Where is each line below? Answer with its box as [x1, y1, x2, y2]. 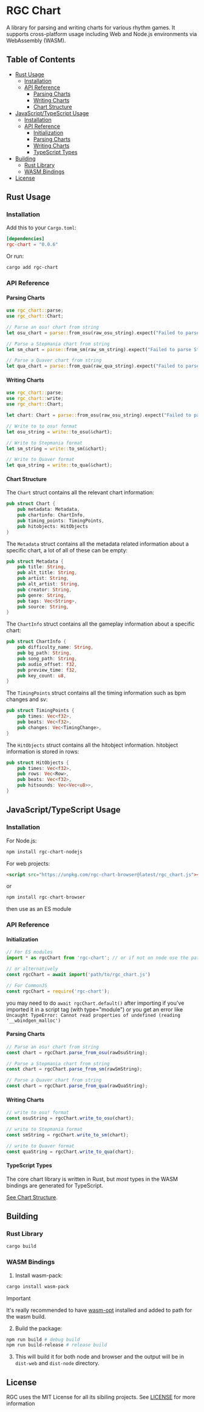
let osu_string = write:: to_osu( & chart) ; [6, 429, 113, 435]
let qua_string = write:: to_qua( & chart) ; [6, 462, 113, 468]
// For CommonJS [6, 982, 47, 988]
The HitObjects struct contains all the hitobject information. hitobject [6, 741, 178, 749]
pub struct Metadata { [6, 558, 64, 565]
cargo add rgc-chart [6, 265, 59, 271]
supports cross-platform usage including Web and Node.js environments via [6, 30, 197, 37]
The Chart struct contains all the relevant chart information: [6, 489, 155, 496]
